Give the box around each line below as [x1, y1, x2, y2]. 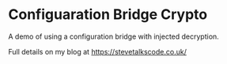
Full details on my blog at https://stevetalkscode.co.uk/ [8, 47, 187, 56]
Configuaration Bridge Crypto [8, 6, 208, 24]
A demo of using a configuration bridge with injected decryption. [8, 32, 219, 41]
